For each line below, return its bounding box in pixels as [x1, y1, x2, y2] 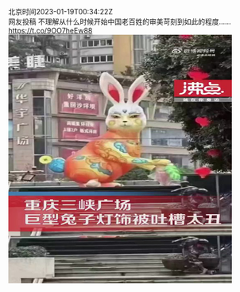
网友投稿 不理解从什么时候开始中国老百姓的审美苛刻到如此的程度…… [8, 17, 232, 26]
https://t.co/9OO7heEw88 [8, 26, 93, 35]
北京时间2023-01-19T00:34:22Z [8, 7, 114, 16]
